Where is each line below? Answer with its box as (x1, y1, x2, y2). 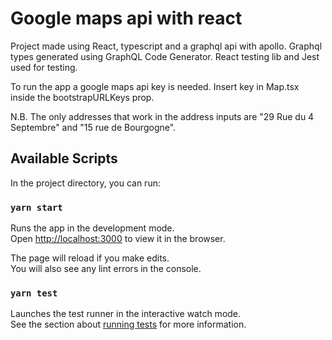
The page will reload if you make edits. (10, 252, 170, 264)
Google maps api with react (10, 7, 243, 30)
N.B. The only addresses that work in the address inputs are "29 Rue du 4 (10, 110, 315, 122)
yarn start (10, 202, 63, 213)
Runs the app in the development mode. (10, 222, 175, 234)
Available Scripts (10, 150, 118, 167)
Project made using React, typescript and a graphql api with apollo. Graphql (10, 40, 323, 52)
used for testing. (10, 61, 78, 73)
